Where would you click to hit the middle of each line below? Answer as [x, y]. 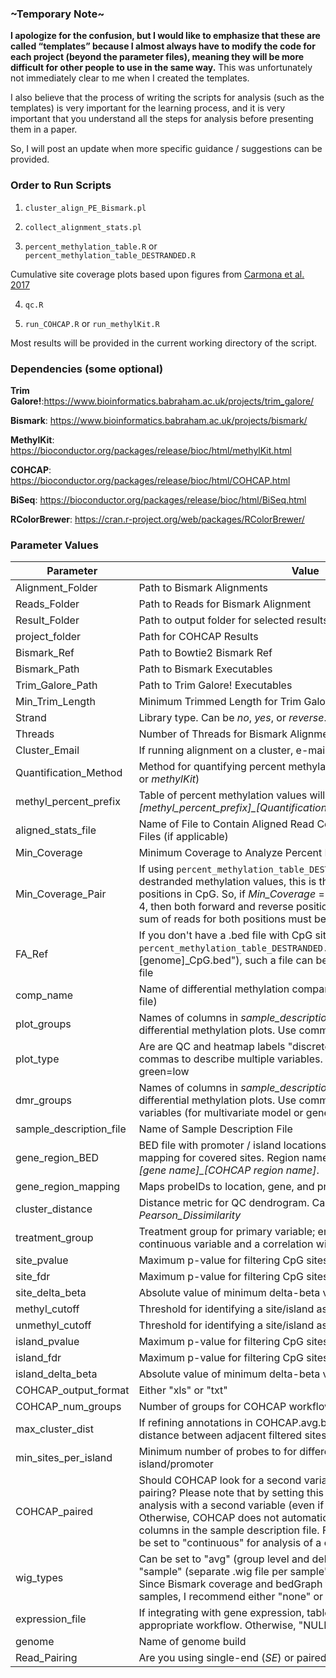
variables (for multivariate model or [221, 1113]
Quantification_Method [69, 773]
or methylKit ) [169, 779]
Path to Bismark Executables [205, 669]
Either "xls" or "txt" [183, 1390]
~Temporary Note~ [57, 14]
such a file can [279, 960]
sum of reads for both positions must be [232, 919]
